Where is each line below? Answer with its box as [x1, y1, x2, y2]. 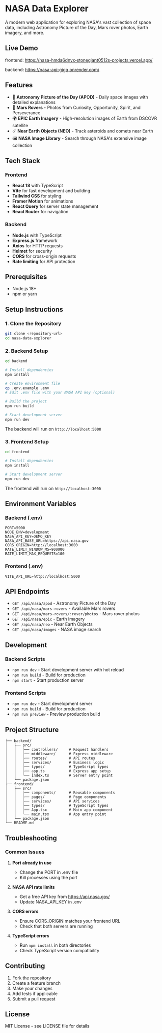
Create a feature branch [12, 980, 61, 986]
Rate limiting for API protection [12, 258, 76, 264]
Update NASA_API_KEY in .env [19, 899, 82, 904]
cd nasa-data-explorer [5, 335, 52, 340]
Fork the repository [12, 975, 52, 981]
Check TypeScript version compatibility [19, 947, 100, 953]
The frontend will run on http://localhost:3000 [5, 485, 101, 491]
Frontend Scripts [5, 689, 46, 696]
